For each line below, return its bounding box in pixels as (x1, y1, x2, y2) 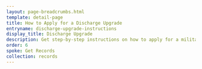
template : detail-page (6, 14, 63, 20)
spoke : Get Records (6, 48, 55, 54)
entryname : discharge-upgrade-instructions (6, 25, 117, 32)
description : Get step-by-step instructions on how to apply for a (6, 37, 179, 43)
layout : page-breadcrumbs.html (6, 8, 85, 15)
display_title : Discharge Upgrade (6, 31, 93, 37)
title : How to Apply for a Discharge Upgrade (6, 20, 122, 26)
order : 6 (6, 43, 28, 49)
